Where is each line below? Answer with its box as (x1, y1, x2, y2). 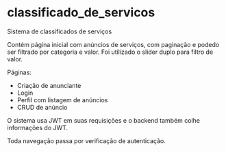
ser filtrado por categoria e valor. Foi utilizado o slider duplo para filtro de (7, 48, 214, 56)
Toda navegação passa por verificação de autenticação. (7, 136, 166, 145)
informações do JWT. (7, 123, 68, 132)
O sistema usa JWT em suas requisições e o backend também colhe (7, 116, 201, 124)
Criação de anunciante (16, 81, 81, 89)
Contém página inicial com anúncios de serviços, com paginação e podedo (7, 40, 220, 48)
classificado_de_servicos (7, 5, 155, 20)
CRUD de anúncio (16, 103, 68, 111)
